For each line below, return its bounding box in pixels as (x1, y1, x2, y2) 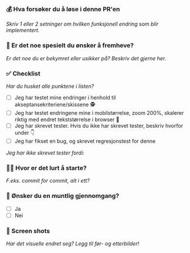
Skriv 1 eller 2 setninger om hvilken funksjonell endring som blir (6, 20, 159, 28)
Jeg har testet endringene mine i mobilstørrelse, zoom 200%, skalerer (14, 109, 184, 116)
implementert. (6, 27, 40, 34)
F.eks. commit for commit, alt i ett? (6, 177, 90, 184)
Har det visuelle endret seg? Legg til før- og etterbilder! (6, 240, 140, 247)
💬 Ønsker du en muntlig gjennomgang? (6, 192, 120, 200)
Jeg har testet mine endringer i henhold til (14, 94, 116, 101)
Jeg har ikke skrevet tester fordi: (6, 149, 85, 156)
